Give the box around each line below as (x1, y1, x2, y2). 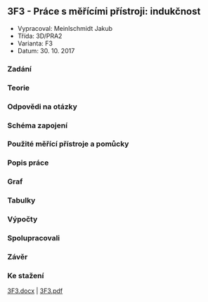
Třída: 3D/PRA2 (17, 32, 63, 40)
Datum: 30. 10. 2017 (17, 46, 75, 55)
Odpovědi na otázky (7, 102, 77, 111)
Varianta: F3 (17, 39, 53, 48)
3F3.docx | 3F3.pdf (7, 287, 63, 295)
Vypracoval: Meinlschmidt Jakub (17, 24, 113, 32)
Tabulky (7, 195, 36, 205)
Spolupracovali (7, 233, 60, 243)
